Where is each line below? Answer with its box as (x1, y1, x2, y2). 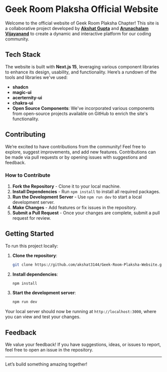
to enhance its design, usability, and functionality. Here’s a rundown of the (5, 69, 157, 75)
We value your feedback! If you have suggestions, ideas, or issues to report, (5, 342, 162, 348)
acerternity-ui (12, 94, 42, 100)
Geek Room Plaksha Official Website (5, 3, 159, 15)
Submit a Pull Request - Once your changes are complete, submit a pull (12, 210, 160, 216)
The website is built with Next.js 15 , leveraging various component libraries (5, 63, 160, 69)
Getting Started (5, 230, 54, 238)
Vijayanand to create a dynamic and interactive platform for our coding (5, 30, 152, 36)
